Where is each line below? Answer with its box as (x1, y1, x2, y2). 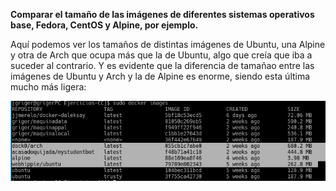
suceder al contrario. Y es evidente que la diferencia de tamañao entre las (10, 60, 315, 71)
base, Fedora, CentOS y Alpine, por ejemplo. (10, 19, 199, 31)
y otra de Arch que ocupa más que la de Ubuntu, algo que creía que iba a (10, 49, 313, 61)
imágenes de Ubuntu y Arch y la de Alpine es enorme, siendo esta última (10, 70, 311, 82)
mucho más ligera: (10, 81, 87, 93)
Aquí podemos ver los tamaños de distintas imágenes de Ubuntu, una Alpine (10, 39, 326, 50)
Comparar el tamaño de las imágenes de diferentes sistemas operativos (10, 9, 315, 20)
